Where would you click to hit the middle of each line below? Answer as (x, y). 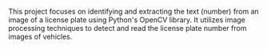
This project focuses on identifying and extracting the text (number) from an (134, 11)
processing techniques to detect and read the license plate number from (128, 28)
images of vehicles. (40, 36)
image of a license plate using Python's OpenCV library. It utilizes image (127, 20)
